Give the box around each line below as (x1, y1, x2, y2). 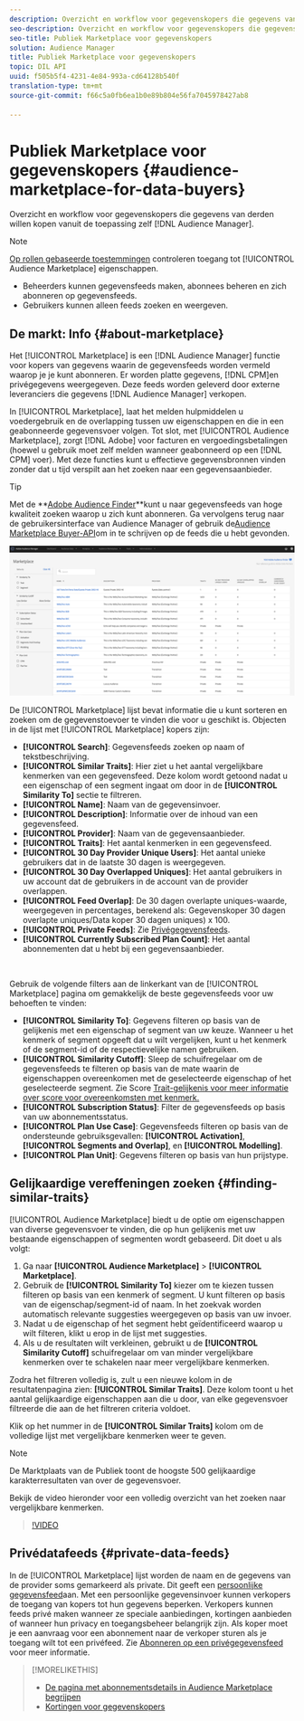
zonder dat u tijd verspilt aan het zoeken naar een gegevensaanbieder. (9, 464, 273, 475)
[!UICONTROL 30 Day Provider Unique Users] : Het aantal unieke (22, 847, 266, 859)
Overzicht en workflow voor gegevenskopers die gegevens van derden (9, 209, 274, 220)
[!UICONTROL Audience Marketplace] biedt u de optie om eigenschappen (9, 1213, 285, 1225)
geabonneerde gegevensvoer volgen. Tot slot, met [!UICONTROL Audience (9, 425, 290, 436)
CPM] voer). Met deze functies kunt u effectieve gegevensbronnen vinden (9, 454, 287, 465)
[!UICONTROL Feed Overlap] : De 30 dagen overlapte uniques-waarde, (22, 896, 288, 907)
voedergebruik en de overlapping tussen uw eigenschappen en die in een (9, 416, 284, 427)
